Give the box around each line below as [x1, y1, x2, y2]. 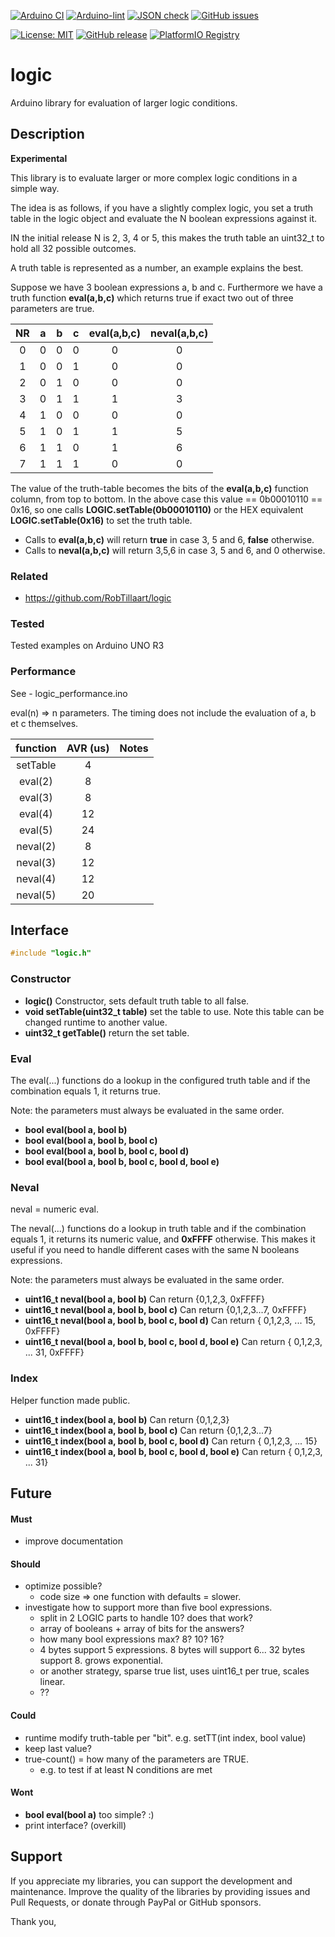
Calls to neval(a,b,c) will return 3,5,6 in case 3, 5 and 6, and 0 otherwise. [24, 544, 326, 556]
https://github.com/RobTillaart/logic [24, 592, 172, 604]
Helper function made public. [10, 1394, 131, 1406]
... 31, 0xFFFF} [24, 1346, 85, 1359]
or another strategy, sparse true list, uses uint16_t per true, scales [39, 1665, 310, 1677]
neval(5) [16, 888, 57, 902]
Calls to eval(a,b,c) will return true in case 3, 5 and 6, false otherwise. [24, 533, 315, 545]
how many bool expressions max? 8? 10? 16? [39, 1633, 225, 1645]
